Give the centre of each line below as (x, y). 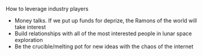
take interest (30, 27)
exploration (29, 40)
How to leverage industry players (47, 9)
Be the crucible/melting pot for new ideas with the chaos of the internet (104, 46)
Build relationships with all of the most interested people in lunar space (103, 33)
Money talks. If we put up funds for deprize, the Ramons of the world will (105, 20)
